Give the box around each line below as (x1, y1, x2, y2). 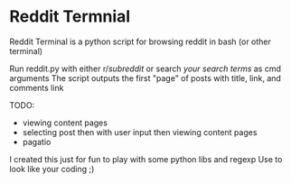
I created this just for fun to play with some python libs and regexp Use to (9, 153, 283, 164)
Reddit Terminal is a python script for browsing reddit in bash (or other (9, 36, 271, 47)
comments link (9, 82, 64, 93)
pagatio (22, 136, 52, 147)
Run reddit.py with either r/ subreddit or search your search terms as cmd (9, 63, 282, 74)
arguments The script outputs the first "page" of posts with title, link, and (9, 72, 282, 83)
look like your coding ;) (9, 163, 95, 174)
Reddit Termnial (9, 6, 131, 27)
